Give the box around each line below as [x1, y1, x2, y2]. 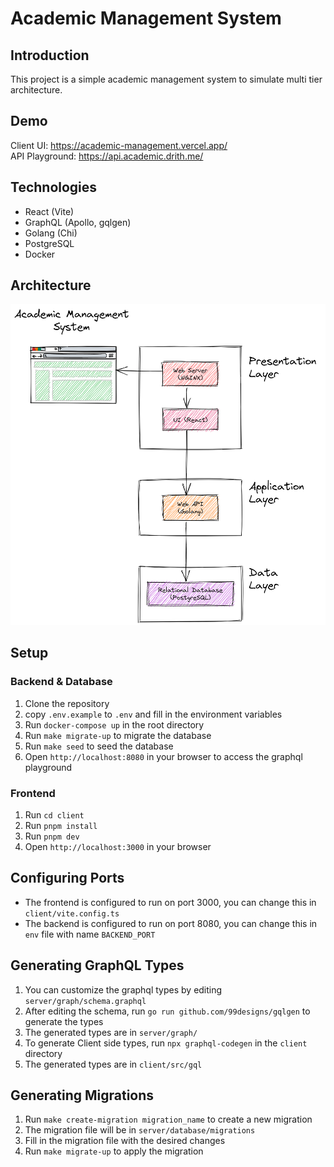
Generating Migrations [10, 1087, 155, 1104]
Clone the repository [24, 697, 110, 709]
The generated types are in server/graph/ [24, 1026, 198, 1038]
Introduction [10, 47, 90, 64]
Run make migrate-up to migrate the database [24, 729, 212, 741]
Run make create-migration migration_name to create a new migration [24, 1113, 313, 1126]
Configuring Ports [10, 870, 125, 887]
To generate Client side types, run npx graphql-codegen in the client [24, 1037, 308, 1049]
